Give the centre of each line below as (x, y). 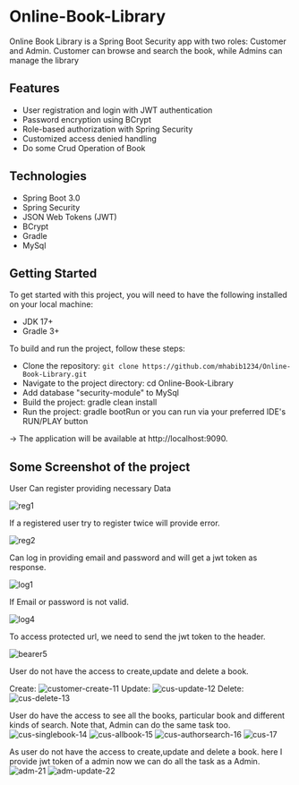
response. (28, 567)
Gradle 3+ (41, 331)
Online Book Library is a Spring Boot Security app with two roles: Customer (148, 41)
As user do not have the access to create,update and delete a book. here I (146, 752)
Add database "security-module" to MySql (100, 393)
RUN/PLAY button (55, 422)
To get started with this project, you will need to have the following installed (149, 295)
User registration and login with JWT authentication (117, 110)
